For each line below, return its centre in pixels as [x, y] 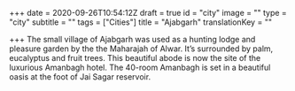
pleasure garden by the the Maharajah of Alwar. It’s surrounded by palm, [141, 49]
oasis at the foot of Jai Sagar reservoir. [80, 77]
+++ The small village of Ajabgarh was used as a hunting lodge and [132, 39]
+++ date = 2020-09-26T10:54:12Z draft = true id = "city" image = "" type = [148, 13]
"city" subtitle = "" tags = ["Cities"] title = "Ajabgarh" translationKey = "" [141, 22]
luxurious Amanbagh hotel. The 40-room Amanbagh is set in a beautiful [140, 67]
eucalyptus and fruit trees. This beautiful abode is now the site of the [135, 58]
